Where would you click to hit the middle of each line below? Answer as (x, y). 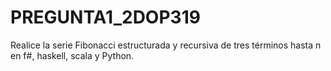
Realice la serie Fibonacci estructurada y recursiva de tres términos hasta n (166, 45)
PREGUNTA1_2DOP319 (105, 17)
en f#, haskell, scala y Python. (72, 55)
